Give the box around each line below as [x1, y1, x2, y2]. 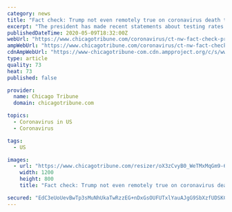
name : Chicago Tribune [13, 93, 79, 100]
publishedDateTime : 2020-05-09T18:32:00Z [7, 29, 128, 37]
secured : [7, 194, 32, 201]
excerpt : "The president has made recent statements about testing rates [7, 23, 224, 30]
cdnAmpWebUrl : [7, 49, 48, 56]
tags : [7, 137, 23, 144]
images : [7, 156, 30, 163]
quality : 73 [7, 61, 41, 68]
